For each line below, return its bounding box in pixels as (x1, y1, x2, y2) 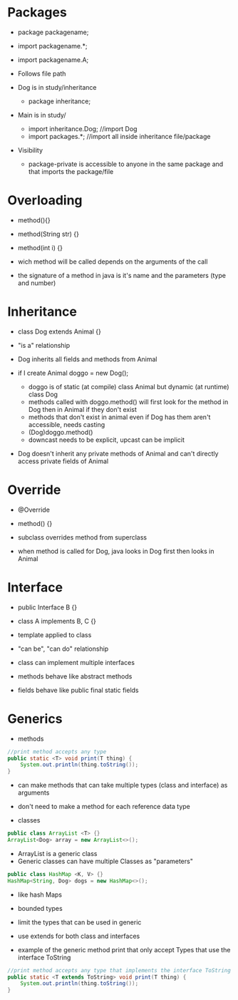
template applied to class (17, 630, 92, 639)
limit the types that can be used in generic (17, 917, 142, 927)
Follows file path (17, 69, 66, 78)
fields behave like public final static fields (17, 686, 139, 694)
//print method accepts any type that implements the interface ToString (7, 967, 232, 974)
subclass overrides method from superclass (17, 532, 148, 542)
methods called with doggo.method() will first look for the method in (28, 397, 229, 406)
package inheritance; (28, 97, 91, 105)
